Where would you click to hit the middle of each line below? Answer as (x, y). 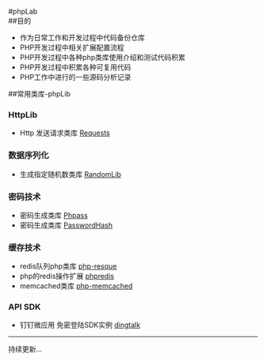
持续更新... (25, 349)
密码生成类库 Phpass (54, 215)
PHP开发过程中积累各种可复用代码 (76, 67)
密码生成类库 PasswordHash (66, 225)
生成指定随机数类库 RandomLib (70, 174)
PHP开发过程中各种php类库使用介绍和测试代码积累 (103, 57)
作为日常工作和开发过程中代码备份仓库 (82, 38)
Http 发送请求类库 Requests (65, 133)
